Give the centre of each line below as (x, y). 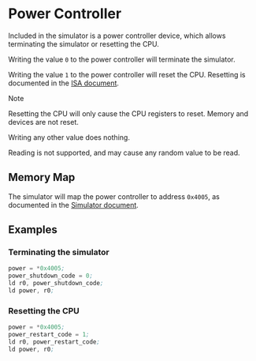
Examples (33, 230)
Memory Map (42, 177)
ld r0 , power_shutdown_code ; (56, 284)
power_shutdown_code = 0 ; (50, 276)
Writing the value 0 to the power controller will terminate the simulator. (122, 59)
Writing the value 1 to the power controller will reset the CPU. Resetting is (127, 74)
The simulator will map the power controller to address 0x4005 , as (114, 196)
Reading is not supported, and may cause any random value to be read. (124, 152)
